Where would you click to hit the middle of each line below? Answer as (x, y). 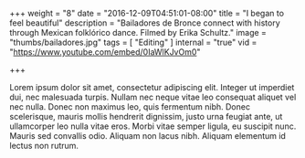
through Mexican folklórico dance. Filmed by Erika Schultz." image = (138, 32)
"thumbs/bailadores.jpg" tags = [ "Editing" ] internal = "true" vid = (133, 42)
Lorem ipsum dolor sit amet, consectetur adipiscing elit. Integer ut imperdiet (152, 87)
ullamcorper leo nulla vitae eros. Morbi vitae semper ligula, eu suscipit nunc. (153, 126)
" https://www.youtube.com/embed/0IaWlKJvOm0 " (105, 52)
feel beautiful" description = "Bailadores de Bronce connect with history (145, 23)
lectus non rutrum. (44, 146)
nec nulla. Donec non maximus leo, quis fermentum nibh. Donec (130, 107)
